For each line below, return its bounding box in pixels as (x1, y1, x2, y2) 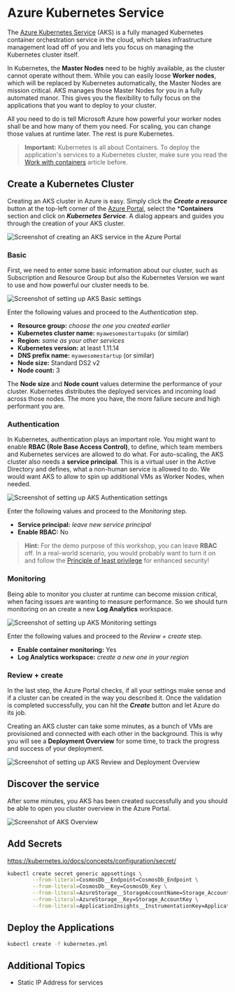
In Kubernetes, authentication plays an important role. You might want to (7, 435, 216, 444)
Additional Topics (7, 960, 85, 972)
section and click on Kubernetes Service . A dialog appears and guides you (7, 211, 225, 220)
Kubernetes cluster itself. (7, 50, 79, 59)
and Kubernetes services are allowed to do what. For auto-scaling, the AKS (7, 450, 224, 459)
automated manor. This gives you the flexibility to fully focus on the (7, 93, 201, 102)
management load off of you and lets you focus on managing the (7, 43, 194, 51)
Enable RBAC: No (17, 528, 69, 537)
